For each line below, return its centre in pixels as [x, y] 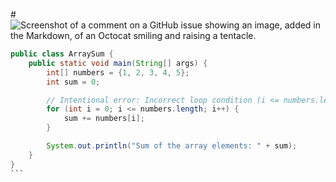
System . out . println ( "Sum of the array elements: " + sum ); [172, 146]
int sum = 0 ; [73, 82]
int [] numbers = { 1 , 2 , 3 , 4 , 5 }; [118, 72]
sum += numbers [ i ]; [104, 119]
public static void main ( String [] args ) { [118, 63]
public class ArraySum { [62, 54]
